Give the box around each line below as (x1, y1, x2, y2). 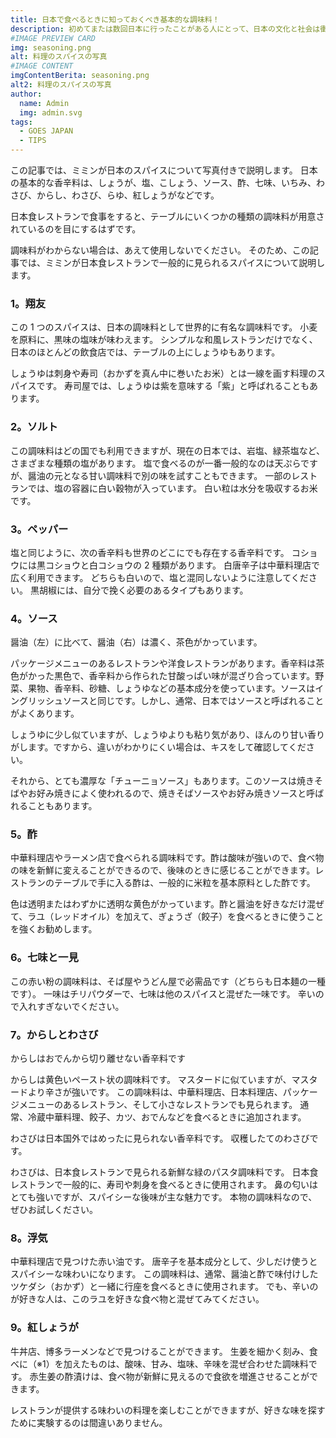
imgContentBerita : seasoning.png (10, 71, 150, 81)
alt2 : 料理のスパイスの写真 (10, 80, 112, 90)
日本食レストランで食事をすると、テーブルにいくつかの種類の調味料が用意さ (10, 211, 325, 222)
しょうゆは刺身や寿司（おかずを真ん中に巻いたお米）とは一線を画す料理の (10, 367, 317, 380)
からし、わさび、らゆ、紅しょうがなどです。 (36, 189, 220, 201)
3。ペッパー (10, 522, 69, 536)
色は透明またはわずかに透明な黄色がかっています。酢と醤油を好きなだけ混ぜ (10, 898, 325, 910)
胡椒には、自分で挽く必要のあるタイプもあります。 (38, 584, 249, 596)
